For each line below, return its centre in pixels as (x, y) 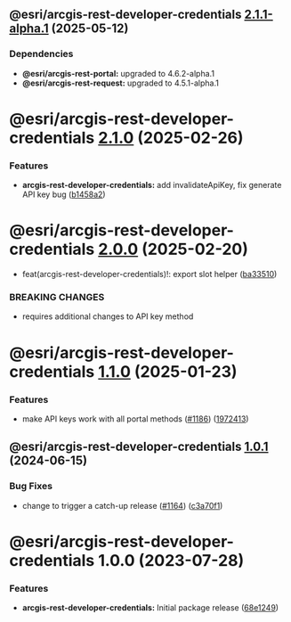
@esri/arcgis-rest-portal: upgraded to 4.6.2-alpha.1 (118, 73)
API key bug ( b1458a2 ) (64, 194)
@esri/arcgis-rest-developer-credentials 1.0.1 (139, 447)
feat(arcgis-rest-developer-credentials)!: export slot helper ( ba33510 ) (150, 274)
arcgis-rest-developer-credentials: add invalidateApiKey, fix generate (152, 185)
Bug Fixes (31, 487)
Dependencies (41, 54)
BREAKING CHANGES (57, 298)
